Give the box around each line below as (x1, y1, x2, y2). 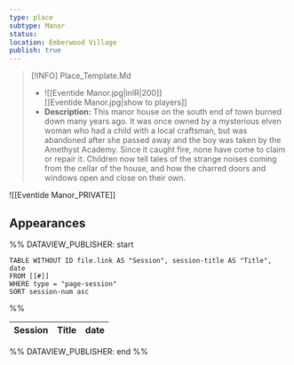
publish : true (9, 46, 62, 55)
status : (9, 29, 38, 38)
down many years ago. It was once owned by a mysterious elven (44, 116, 282, 127)
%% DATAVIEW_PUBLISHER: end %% (9, 345, 148, 356)
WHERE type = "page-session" (9, 279, 117, 289)
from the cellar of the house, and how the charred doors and (44, 163, 266, 174)
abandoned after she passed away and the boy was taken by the (44, 135, 282, 146)
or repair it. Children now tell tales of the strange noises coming (44, 154, 277, 164)
